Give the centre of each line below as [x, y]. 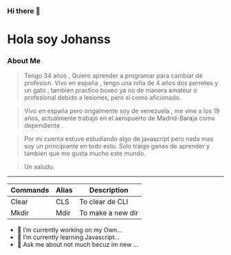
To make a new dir [109, 213]
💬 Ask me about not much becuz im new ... [78, 245]
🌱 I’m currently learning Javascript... [68, 237]
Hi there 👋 [24, 11]
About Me [24, 61]
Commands [30, 190]
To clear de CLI [104, 202]
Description [109, 190]
